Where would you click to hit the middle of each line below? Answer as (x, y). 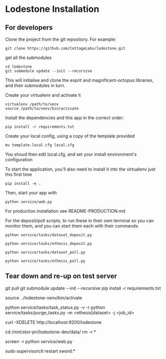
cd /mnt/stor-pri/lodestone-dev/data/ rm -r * (50, 332)
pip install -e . (23, 183)
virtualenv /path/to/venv (32, 104)
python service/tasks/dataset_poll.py (45, 252)
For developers (29, 28)
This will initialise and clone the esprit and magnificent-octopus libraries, (79, 80)
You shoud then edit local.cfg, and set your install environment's (71, 154)
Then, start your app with (31, 193)
